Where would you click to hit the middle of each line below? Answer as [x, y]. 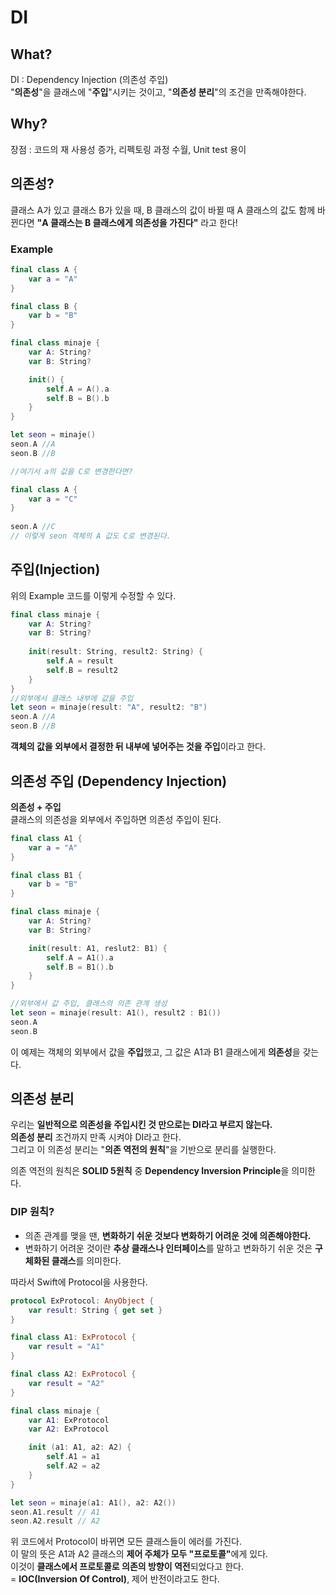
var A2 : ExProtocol [69, 1429]
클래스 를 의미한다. [86, 1260]
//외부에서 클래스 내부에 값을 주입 [72, 698]
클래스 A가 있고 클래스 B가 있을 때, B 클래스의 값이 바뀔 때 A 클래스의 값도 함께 [163, 210]
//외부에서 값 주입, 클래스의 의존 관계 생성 [89, 1004]
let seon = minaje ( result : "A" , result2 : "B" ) [109, 707]
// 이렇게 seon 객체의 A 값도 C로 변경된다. [91, 536]
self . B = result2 [82, 670]
